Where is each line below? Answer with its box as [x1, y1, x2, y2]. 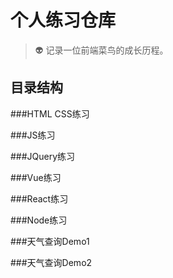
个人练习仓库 [10, 9, 117, 32]
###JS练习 [10, 129, 56, 141]
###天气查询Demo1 [10, 235, 90, 247]
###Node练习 [10, 214, 68, 226]
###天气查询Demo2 [10, 256, 93, 268]
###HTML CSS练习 [10, 107, 90, 120]
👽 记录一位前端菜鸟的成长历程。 [34, 44, 169, 56]
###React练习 [10, 192, 69, 205]
